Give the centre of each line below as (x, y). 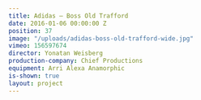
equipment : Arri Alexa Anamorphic (67, 69)
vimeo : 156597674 (38, 46)
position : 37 (30, 31)
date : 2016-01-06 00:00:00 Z (58, 23)
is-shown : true (34, 76)
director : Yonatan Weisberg (56, 53)
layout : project (36, 83)
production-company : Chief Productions (76, 61)
